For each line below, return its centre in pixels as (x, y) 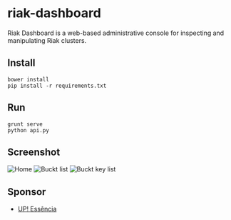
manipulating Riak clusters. (47, 40)
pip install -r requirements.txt (57, 86)
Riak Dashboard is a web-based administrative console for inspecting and (116, 33)
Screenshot (34, 152)
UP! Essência (37, 209)
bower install (29, 79)
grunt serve (25, 124)
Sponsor (27, 192)
